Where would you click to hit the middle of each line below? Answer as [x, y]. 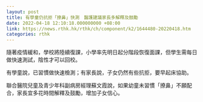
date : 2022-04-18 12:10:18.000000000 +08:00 [63, 23]
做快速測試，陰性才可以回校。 [43, 60]
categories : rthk [28, 34]
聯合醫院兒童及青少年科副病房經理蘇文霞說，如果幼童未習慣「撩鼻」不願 [96, 86]
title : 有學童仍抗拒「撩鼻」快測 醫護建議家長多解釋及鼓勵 [72, 18]
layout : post [23, 12]
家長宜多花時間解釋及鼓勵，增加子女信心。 [70, 93]
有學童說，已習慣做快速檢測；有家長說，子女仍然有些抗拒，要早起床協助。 [99, 72]
